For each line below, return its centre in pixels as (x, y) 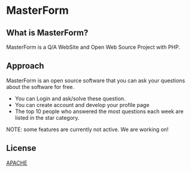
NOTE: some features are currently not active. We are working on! (87, 129)
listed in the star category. (47, 117)
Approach (25, 66)
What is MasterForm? (47, 33)
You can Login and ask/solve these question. (70, 98)
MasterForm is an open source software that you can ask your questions (96, 80)
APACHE (17, 162)
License (21, 148)
